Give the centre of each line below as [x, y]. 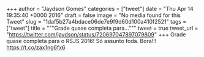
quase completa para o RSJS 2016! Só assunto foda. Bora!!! [81, 41]
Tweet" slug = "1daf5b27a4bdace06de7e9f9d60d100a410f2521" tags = [96, 22]
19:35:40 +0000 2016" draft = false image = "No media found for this [93, 15]
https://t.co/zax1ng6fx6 [36, 47]
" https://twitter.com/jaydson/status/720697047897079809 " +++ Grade [96, 35]
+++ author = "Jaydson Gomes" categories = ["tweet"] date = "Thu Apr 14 [100, 9]
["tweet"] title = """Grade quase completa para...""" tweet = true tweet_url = [102, 28]
